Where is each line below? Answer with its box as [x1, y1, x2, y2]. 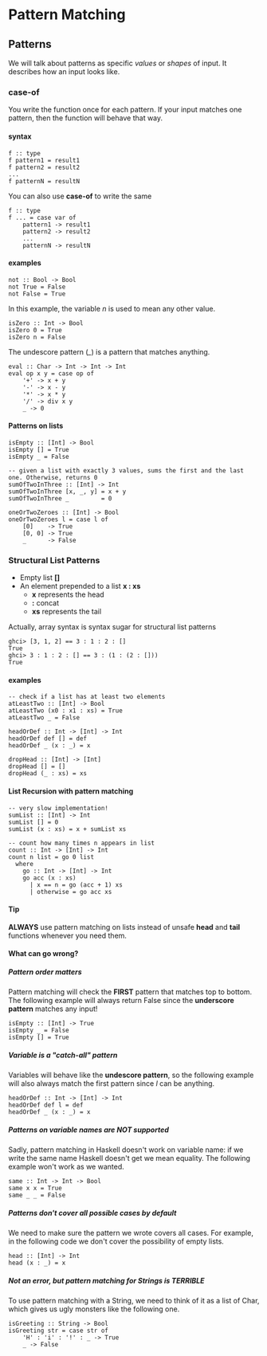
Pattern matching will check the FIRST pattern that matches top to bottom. [8, 987, 253, 997]
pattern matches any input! [8, 1004, 98, 1013]
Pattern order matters [8, 967, 82, 977]
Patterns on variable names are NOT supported [8, 1125, 169, 1135]
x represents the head [31, 590, 105, 599]
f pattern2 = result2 [8, 163, 80, 171]
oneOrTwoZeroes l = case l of [8, 515, 109, 523]
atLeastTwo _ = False [8, 714, 80, 722]
